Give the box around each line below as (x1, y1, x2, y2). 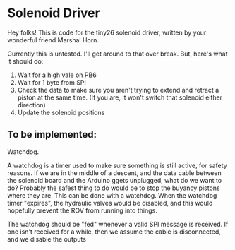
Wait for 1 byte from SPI (17, 78, 87, 86)
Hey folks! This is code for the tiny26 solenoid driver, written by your (7, 28, 207, 37)
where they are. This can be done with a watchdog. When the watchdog (7, 191, 217, 199)
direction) (17, 100, 46, 109)
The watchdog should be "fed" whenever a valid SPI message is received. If (7, 220, 229, 228)
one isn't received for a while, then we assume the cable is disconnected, (7, 227, 221, 236)
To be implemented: (7, 129, 97, 141)
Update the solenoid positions (17, 108, 105, 117)
